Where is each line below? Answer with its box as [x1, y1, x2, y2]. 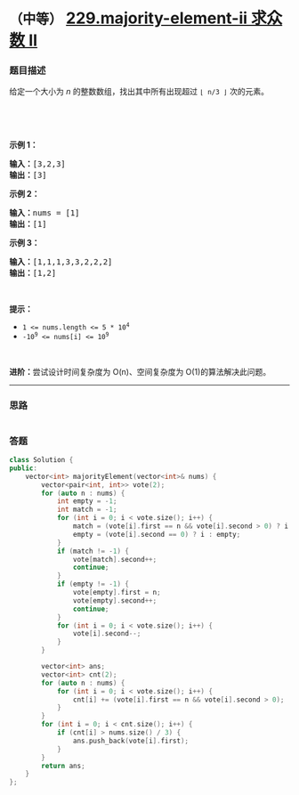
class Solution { [9, 456, 74, 465]
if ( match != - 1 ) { [56, 547, 129, 556]
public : [9, 464, 38, 473]
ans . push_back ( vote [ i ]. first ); [72, 736, 190, 745]
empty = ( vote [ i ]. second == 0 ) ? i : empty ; [72, 530, 241, 539]
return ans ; [41, 761, 86, 770]
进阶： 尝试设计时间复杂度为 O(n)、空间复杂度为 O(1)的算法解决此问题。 [9, 367, 271, 377]
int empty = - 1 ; [56, 497, 117, 506]
